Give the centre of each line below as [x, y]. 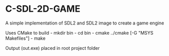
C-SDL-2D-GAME [43, 9]
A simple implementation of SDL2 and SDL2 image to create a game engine [85, 23]
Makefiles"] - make [26, 38]
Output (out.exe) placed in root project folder [52, 48]
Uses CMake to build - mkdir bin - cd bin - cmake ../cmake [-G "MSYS [79, 33]
